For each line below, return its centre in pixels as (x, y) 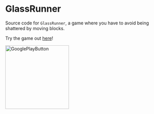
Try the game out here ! (29, 38)
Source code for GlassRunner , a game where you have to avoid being (77, 23)
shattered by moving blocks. (35, 28)
